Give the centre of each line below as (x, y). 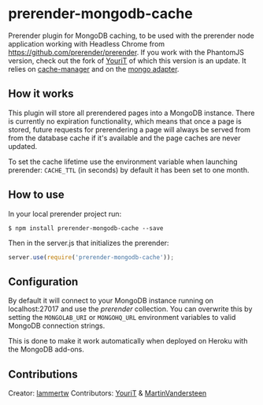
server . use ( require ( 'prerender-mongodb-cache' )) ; (91, 257)
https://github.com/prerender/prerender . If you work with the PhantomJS (126, 52)
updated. (23, 146)
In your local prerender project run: (65, 214)
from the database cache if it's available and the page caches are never (124, 138)
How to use (36, 195)
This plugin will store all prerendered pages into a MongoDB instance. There (131, 113)
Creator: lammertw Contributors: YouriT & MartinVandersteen (107, 393)
